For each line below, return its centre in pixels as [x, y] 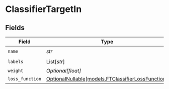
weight [16, 71]
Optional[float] [64, 71]
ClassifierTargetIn [44, 9]
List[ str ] [56, 61]
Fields [15, 28]
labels [16, 61]
